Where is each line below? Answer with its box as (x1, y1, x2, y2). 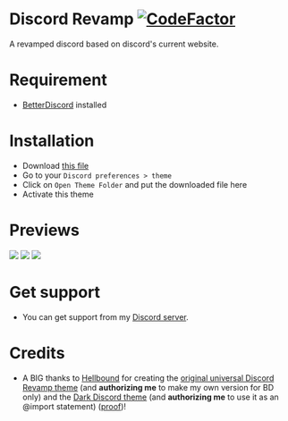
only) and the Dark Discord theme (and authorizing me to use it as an (21, 392, 279, 402)
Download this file (21, 160, 89, 171)
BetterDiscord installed (21, 99, 107, 110)
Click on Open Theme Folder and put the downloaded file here (21, 179, 248, 189)
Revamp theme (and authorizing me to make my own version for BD (21, 382, 275, 392)
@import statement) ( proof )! (21, 400, 127, 411)
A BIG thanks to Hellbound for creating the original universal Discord (21, 372, 275, 383)
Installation (9, 131, 95, 151)
